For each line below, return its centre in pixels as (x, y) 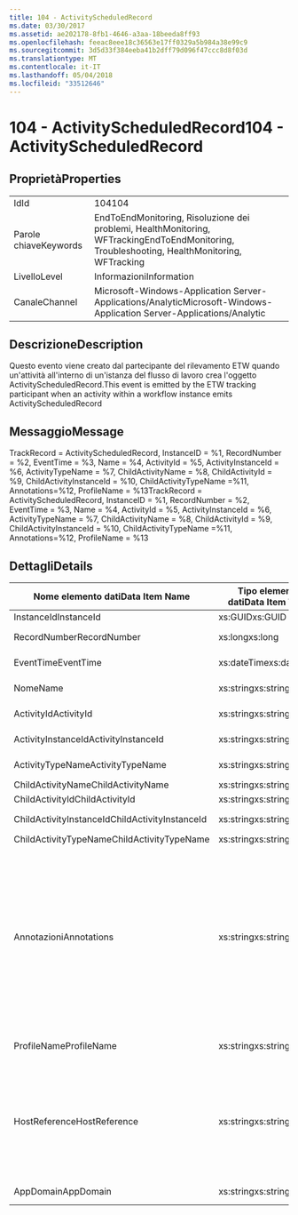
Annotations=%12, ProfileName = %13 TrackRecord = (106, 491)
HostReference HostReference (76, 1122)
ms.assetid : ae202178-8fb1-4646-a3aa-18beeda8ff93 (105, 34)
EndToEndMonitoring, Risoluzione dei (172, 217)
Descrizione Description (76, 344)
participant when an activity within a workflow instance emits (121, 394)
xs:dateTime (243, 663)
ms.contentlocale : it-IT (55, 68)
